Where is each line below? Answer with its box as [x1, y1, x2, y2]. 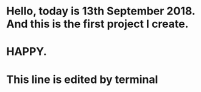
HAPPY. [6, 45, 48, 59]
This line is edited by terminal [6, 73, 158, 86]
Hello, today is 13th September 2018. [6, 4, 196, 18]
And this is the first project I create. [6, 17, 189, 31]
